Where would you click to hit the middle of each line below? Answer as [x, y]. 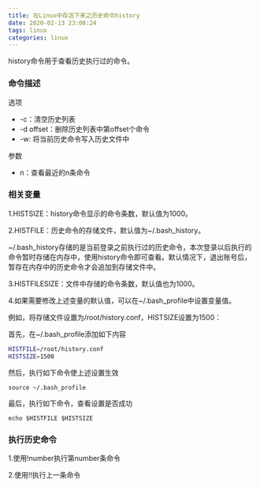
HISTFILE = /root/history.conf [56, 349]
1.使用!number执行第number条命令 [64, 458]
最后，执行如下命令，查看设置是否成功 [70, 403]
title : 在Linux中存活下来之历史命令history [74, 15]
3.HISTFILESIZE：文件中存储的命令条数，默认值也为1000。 [104, 283]
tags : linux [28, 30]
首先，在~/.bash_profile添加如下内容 [67, 334]
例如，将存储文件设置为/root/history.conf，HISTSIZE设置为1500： [115, 317]
